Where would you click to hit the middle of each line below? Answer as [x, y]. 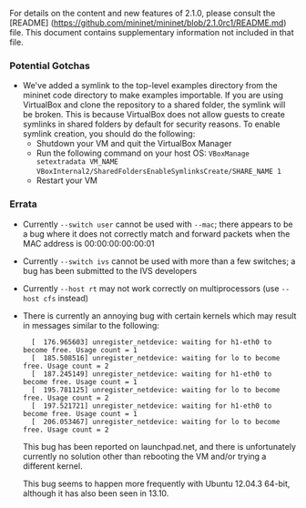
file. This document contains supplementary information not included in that [152, 32]
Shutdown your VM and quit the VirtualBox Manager [134, 144]
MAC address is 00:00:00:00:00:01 [88, 243]
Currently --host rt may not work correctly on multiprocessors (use [151, 288]
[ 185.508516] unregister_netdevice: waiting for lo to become [156, 358]
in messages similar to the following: [91, 325]
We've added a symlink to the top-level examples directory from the [150, 86]
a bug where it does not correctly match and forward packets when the [156, 234]
